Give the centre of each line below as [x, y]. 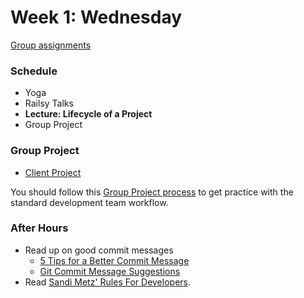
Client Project [53, 172]
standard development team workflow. [89, 202]
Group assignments [51, 45]
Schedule [34, 71]
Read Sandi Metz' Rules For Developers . [108, 282]
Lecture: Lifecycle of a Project [88, 114]
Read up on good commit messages [99, 250]
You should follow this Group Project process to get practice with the [152, 192]
